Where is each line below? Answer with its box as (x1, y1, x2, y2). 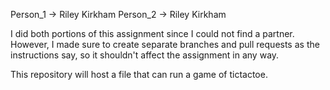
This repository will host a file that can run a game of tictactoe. (10, 69, 268, 80)
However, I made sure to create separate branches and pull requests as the (10, 39, 320, 50)
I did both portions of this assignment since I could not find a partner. (10, 28, 295, 39)
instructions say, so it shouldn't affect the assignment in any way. (10, 49, 280, 61)
